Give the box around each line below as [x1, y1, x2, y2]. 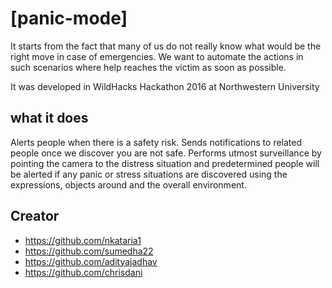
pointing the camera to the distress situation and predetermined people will [10, 157, 320, 169]
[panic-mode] [10, 7, 128, 30]
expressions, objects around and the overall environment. [10, 178, 247, 191]
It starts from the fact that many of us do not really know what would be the [10, 40, 322, 52]
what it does [10, 110, 89, 127]
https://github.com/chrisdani [24, 266, 143, 278]
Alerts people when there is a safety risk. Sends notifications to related [10, 136, 303, 148]
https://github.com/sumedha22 [24, 245, 154, 257]
